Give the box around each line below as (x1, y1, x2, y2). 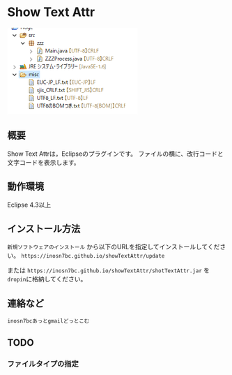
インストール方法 (7, 223, 81, 235)
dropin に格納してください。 (7, 275, 87, 284)
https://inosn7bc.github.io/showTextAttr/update (20, 253, 165, 260)
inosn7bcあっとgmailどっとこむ (7, 318, 90, 325)
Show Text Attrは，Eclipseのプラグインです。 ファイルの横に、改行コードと (7, 149, 224, 158)
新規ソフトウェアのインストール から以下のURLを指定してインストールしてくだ (7, 242, 220, 251)
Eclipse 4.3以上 (7, 200, 52, 209)
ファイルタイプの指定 (7, 359, 79, 369)
